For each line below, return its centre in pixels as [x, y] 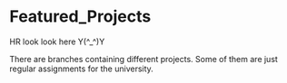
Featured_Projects [80, 17]
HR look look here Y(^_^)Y [57, 41]
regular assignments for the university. [82, 69]
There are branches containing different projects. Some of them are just [144, 59]
